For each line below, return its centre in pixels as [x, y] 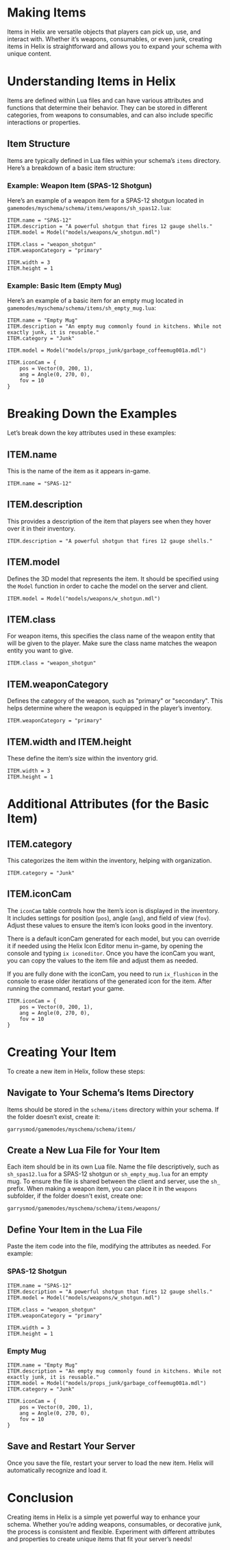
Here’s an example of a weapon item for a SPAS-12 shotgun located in [105, 200]
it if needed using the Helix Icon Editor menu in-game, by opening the [105, 945]
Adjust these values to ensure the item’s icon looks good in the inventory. [110, 925]
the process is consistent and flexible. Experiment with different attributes [111, 1531]
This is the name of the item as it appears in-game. [79, 471]
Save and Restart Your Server [71, 1447]
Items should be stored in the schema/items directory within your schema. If [113, 1109]
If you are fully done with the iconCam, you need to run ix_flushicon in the [113, 974]
